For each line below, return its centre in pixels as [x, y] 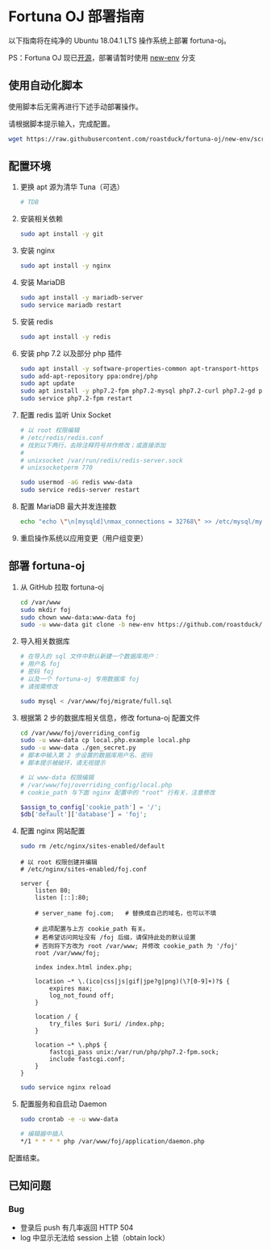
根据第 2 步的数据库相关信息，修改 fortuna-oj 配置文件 [110, 717]
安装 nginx [37, 250]
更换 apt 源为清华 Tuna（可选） [72, 187]
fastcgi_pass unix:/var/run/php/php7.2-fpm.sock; [134, 1052]
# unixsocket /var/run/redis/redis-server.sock [101, 460]
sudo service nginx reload [65, 1088]
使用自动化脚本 [46, 86]
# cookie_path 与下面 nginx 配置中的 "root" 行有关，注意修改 [117, 792]
